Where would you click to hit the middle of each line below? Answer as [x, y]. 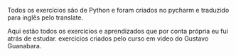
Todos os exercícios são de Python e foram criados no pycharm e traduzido [118, 10]
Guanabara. [25, 46]
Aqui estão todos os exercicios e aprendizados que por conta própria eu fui [118, 31]
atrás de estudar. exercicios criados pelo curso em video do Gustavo [108, 38]
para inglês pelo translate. [45, 17]
